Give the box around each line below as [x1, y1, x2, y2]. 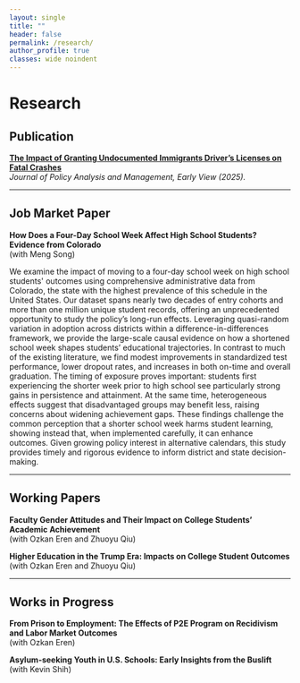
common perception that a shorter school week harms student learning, [9, 418, 274, 429]
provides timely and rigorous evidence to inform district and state [9, 447, 250, 457]
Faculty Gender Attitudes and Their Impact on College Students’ [9, 514, 253, 525]
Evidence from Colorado [9, 239, 102, 250]
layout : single [9, 13, 66, 22]
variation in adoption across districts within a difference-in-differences [9, 323, 270, 334]
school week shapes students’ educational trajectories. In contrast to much [9, 342, 286, 353]
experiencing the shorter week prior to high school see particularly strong [9, 380, 281, 390]
